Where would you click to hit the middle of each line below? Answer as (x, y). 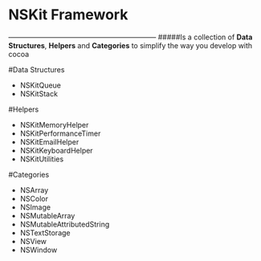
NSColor (34, 198)
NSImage (35, 207)
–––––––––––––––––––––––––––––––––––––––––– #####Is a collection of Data (130, 37)
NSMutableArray (47, 215)
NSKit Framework (68, 15)
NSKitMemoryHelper (54, 124)
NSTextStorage (45, 232)
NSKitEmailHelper (49, 141)
